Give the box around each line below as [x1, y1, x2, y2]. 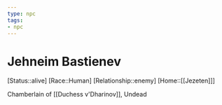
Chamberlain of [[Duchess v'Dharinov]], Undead [7, 90, 147, 99]
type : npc [7, 10, 36, 17]
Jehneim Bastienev [7, 53, 121, 69]
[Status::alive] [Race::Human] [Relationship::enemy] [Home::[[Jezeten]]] [7, 76, 216, 85]
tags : [7, 17, 23, 24]
